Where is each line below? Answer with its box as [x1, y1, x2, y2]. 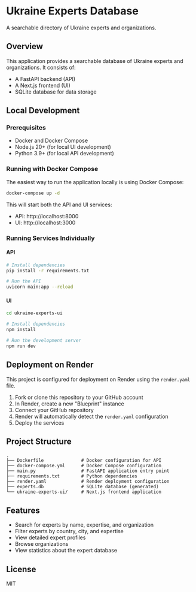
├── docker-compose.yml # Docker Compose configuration [6, 463, 162, 469]
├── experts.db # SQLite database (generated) [6, 484, 160, 490]
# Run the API [6, 278, 42, 284]
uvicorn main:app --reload [6, 284, 73, 290]
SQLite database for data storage [14, 88, 97, 95]
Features [6, 505, 40, 515]
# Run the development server [6, 338, 82, 344]
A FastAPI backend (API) [14, 75, 76, 82]
